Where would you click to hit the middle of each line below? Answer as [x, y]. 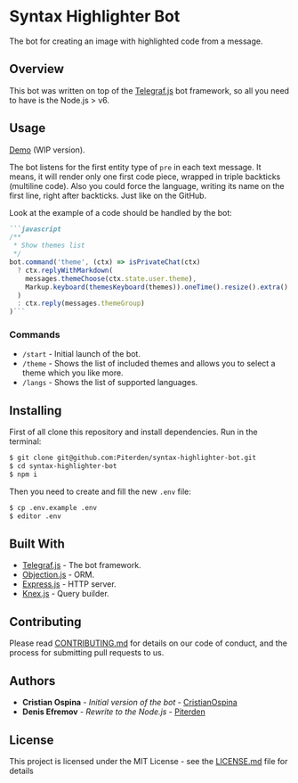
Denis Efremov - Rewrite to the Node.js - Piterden [114, 712]
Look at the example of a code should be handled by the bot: [121, 212]
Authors [32, 681]
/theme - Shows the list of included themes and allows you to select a [149, 364]
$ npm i [24, 474]
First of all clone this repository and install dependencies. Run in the [133, 432]
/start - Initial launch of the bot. [81, 354]
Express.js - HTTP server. [69, 584]
